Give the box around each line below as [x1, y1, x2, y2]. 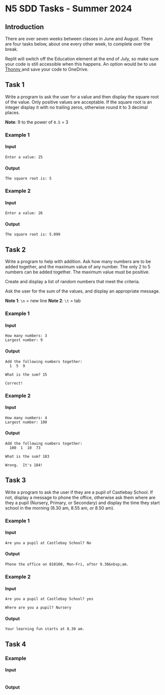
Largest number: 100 [5, 420, 48, 425]
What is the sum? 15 [5, 372, 48, 377]
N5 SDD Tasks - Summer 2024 [5, 3, 132, 14]
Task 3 [5, 476, 26, 484]
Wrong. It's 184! [5, 463, 43, 468]
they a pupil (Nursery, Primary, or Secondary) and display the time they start [5, 500, 160, 506]
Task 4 [5, 640, 26, 648]
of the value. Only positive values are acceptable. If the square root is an [5, 99, 152, 105]
